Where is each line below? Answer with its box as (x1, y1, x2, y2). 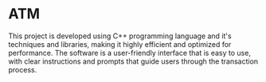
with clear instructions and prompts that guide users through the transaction (8, 57, 259, 66)
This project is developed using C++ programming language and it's (8, 31, 233, 41)
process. (8, 64, 37, 74)
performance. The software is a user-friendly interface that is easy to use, (8, 48, 251, 57)
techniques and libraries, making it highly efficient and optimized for (8, 39, 232, 49)
